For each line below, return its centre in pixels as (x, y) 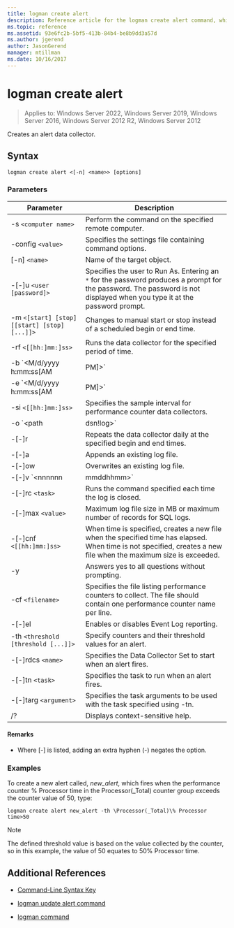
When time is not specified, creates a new (154, 546)
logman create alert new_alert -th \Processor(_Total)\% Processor (107, 811)
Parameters (27, 189)
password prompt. (115, 306)
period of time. (109, 351)
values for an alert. (116, 644)
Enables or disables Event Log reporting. (151, 624)
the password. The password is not (143, 289)
